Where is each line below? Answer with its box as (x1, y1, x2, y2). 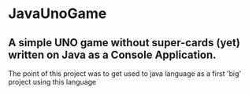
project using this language (8, 78, 97, 86)
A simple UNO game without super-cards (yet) (8, 36, 240, 49)
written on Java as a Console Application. (8, 48, 217, 61)
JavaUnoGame (8, 5, 107, 23)
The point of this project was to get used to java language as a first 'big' (8, 69, 242, 78)
